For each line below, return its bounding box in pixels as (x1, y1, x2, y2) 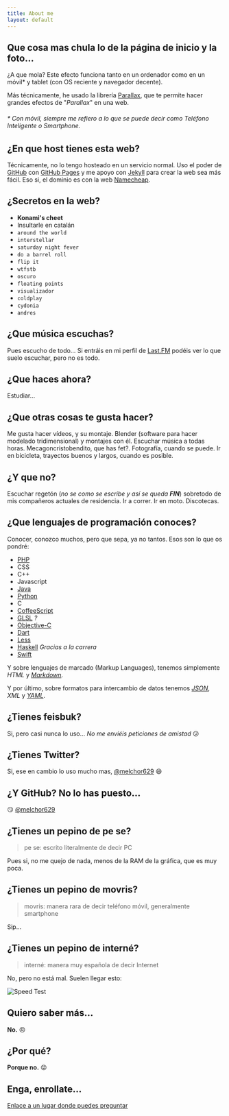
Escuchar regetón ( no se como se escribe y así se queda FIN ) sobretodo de (7, 489, 221, 498)
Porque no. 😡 (7, 1063, 47, 1071)
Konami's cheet (16, 213, 63, 221)
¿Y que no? (7, 471, 56, 483)
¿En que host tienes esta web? (7, 143, 141, 154)
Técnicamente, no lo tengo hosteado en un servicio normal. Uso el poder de (7, 160, 222, 169)
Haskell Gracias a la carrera (16, 642, 97, 651)
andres (16, 309, 36, 316)
